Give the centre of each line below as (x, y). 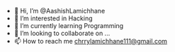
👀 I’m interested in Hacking (53, 18)
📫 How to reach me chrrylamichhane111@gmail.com (91, 41)
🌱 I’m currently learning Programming (69, 26)
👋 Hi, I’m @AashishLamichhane (60, 11)
